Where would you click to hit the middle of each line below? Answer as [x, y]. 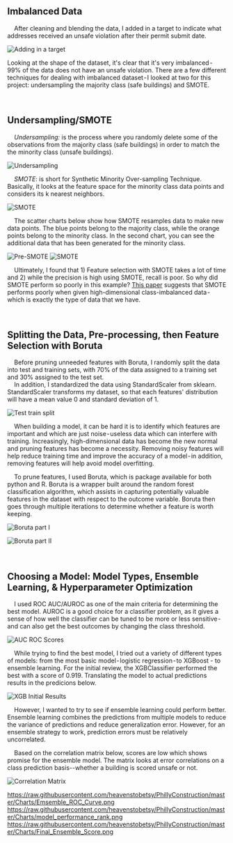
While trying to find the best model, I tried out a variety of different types [118, 653]
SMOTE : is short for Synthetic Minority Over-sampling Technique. [107, 179]
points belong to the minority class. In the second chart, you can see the [111, 235]
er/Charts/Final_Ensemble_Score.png [60, 832]
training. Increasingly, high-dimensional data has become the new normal [112, 441]
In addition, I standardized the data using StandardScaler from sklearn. [115, 385]
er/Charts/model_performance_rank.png [65, 817]
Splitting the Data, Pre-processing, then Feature [113, 335]
